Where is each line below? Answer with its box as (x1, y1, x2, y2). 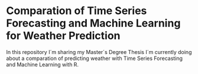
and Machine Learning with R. (6, 60, 79, 68)
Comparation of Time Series (6, 4, 147, 18)
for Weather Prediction (6, 29, 121, 42)
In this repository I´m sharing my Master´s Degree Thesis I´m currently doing (6, 48, 192, 55)
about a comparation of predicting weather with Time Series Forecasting (6, 55, 183, 62)
